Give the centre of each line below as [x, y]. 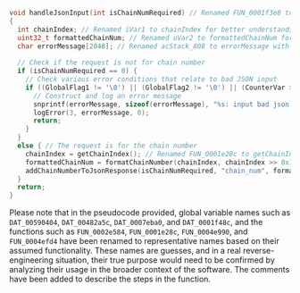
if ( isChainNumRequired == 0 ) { [78, 71]
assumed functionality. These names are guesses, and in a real [125, 251]
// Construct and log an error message [107, 96]
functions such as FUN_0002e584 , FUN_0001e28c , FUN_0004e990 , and [129, 231]
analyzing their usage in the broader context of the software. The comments [150, 270]
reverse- [258, 251]
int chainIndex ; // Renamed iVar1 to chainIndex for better [131, 29]
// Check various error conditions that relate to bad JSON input [151, 80]
